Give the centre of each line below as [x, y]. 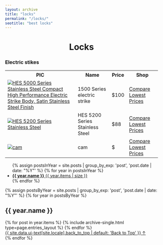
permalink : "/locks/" [27, 18]
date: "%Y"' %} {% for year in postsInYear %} [58, 170]
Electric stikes [22, 62]
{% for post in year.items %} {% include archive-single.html [65, 222]
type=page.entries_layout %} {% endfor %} [49, 227]
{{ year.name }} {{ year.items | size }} [50, 175]
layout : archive [21, 9]
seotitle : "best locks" [29, 23]
